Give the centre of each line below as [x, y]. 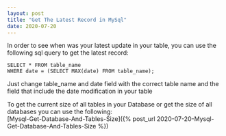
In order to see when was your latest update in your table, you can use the [112, 46]
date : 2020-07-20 [32, 26]
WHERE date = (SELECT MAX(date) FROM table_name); [81, 71]
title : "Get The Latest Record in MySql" [67, 20]
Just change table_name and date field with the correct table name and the [113, 84]
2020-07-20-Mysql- [185, 119]
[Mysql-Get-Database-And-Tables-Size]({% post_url [81, 119]
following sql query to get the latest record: [68, 53]
